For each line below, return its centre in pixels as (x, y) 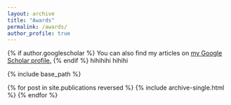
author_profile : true (39, 33)
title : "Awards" (31, 20)
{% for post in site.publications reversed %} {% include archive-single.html (116, 87)
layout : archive (31, 14)
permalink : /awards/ (38, 27)
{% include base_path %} (44, 74)
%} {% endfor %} (33, 95)
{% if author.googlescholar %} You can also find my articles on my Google (115, 53)
